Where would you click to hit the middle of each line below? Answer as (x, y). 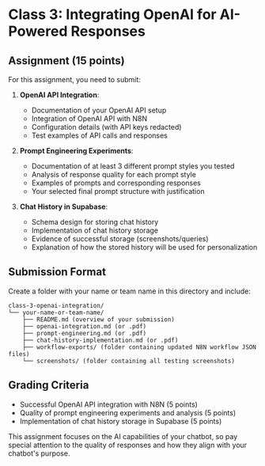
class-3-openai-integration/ (56, 305)
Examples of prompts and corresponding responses (116, 183)
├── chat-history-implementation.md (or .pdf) (100, 340)
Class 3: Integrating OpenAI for (112, 15)
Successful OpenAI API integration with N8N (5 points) (108, 404)
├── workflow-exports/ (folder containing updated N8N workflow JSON (140, 347)
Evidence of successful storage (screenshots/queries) (120, 239)
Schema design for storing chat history (95, 222)
